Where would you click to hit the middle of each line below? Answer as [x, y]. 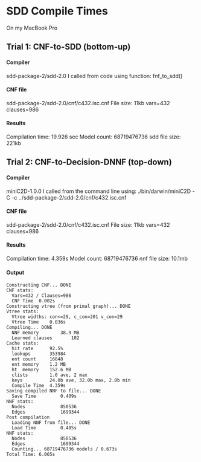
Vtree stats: [23, 312]
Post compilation [28, 418]
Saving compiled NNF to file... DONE [54, 391]
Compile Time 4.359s [39, 386]
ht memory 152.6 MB [41, 370]
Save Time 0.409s [44, 396]
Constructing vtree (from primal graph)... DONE [69, 307]
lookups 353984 [39, 354]
